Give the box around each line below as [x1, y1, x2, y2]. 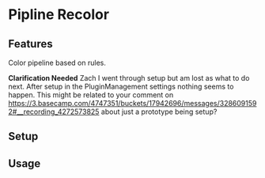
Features [8, 37, 53, 51]
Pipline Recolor [8, 6, 109, 24]
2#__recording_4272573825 [8, 107, 100, 116]
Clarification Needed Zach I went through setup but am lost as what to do [8, 74, 250, 82]
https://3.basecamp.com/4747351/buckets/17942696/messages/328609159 [8, 99, 257, 108]
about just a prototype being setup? [100, 107, 218, 116]
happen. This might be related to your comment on [8, 90, 174, 100]
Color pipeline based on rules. [8, 58, 107, 67]
